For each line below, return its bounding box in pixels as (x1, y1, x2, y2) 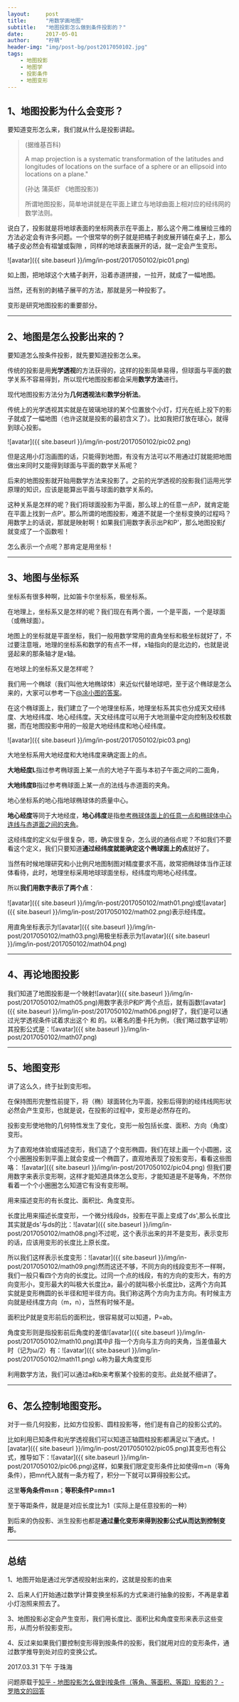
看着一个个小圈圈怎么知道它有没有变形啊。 (7, 1181, 132, 1190)
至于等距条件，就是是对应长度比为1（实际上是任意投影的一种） (7, 1501, 191, 1510)
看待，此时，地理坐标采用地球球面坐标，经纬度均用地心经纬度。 (13, 868, 201, 876)
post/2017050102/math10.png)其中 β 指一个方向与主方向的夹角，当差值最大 (7, 1337, 227, 1346)
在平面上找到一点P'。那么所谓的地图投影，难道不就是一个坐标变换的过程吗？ (7, 510, 232, 517)
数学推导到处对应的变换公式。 (13, 1648, 101, 1656)
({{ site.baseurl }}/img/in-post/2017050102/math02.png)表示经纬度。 (7, 907, 210, 916)
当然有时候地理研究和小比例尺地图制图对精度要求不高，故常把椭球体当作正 (7, 859, 225, 868)
